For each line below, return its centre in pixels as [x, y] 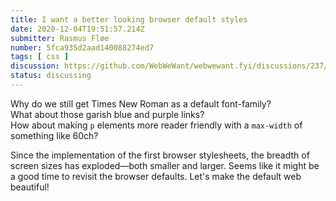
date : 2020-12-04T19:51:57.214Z [77, 29]
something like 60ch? [54, 135]
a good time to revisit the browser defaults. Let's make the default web [156, 176]
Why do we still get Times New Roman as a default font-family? [141, 103]
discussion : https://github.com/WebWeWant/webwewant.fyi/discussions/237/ [169, 66]
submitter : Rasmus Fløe [60, 38]
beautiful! [30, 187]
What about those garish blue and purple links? [107, 114]
